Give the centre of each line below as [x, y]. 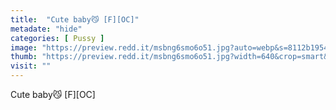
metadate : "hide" [46, 29]
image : [24, 47]
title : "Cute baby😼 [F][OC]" [75, 19]
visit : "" [31, 66]
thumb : [24, 57]
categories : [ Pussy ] [57, 38]
